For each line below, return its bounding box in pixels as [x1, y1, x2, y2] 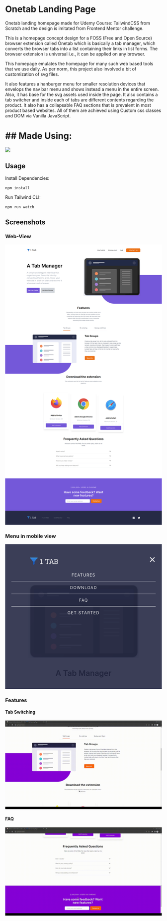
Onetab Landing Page [5, 3, 96, 15]
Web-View [5, 233, 31, 240]
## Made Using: [5, 130, 72, 142]
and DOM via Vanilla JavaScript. [5, 112, 71, 118]
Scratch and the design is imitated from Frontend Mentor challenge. [5, 25, 144, 31]
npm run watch [5, 204, 35, 209]
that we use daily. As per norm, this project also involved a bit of [5, 66, 137, 72]
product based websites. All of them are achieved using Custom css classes [5, 107, 162, 113]
